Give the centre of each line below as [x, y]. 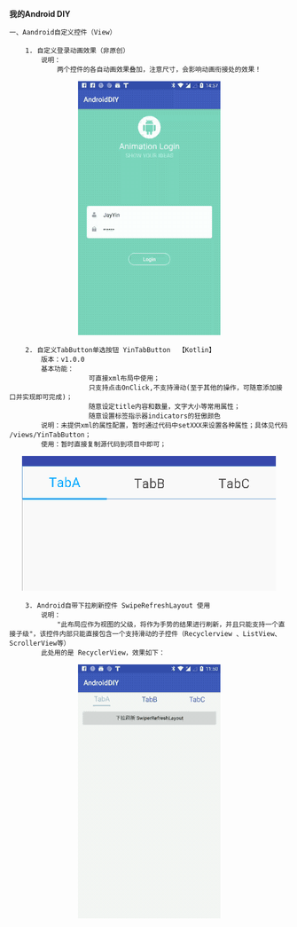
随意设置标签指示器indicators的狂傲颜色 [155, 416]
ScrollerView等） [40, 643]
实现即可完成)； [47, 397]
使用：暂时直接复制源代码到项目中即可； [104, 444]
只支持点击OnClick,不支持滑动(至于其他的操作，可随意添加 [182, 388]
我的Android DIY [40, 14]
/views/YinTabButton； [50, 435]
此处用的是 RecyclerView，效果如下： [103, 653]
